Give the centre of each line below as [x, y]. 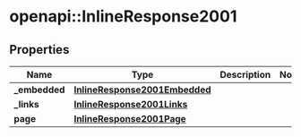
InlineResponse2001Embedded [143, 90]
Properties [39, 50]
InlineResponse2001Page [130, 119]
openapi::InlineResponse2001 [123, 17]
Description [245, 75]
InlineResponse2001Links [131, 104]
